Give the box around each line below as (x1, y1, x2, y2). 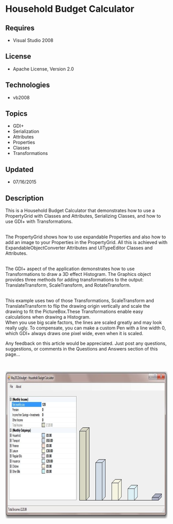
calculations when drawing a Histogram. (5, 314, 91, 320)
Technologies (5, 81, 50, 90)
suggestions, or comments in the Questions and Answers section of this (5, 346, 158, 352)
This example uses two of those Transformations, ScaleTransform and (5, 298, 154, 304)
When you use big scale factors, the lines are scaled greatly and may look (5, 320, 162, 326)
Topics (5, 109, 28, 118)
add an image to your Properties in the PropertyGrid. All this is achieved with (5, 239, 168, 246)
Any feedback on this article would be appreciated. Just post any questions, (5, 340, 167, 346)
